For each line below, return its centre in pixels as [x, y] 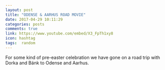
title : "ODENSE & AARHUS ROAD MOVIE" [46, 15]
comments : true [22, 29]
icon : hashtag [20, 39]
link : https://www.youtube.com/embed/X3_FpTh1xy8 [59, 33]
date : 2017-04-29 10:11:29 [34, 19]
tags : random [20, 43]
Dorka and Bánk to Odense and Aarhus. [47, 63]
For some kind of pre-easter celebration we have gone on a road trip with [83, 57]
